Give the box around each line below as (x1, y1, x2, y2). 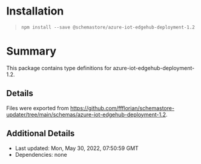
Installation (6, 4, 64, 18)
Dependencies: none (15, 151, 68, 158)
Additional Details (6, 128, 75, 139)
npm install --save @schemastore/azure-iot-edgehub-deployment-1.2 (21, 24, 195, 30)
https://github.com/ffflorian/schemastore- (70, 104, 174, 111)
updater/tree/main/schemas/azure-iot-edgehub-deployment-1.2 (6, 111, 166, 118)
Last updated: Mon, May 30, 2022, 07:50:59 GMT (15, 144, 139, 152)
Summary (6, 44, 56, 58)
